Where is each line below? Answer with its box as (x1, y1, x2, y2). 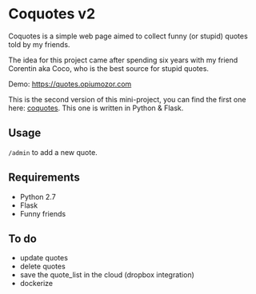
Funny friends (19, 209, 66, 218)
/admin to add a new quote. (8, 147, 98, 157)
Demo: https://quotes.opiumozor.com (8, 79, 132, 89)
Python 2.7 (19, 192, 56, 201)
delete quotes (19, 261, 66, 272)
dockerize (19, 279, 54, 288)
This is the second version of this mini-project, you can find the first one (8, 94, 246, 104)
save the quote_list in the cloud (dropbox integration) (19, 270, 194, 280)
